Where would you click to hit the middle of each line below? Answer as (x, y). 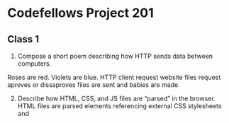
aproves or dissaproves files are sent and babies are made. (94, 85)
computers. (34, 64)
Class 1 (23, 39)
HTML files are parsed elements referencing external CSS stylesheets (119, 106)
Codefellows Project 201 (80, 13)
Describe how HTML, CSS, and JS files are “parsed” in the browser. (116, 98)
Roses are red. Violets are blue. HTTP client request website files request (114, 77)
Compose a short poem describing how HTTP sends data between (115, 56)
